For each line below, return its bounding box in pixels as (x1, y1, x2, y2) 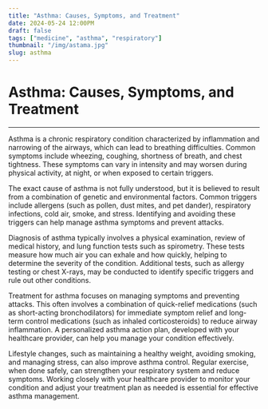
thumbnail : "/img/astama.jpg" (8, 42, 109, 50)
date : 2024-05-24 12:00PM (8, 19, 94, 27)
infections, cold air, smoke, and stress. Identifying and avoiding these (8, 208, 236, 218)
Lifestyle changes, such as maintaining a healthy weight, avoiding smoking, (8, 348, 256, 358)
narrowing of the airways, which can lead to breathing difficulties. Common (8, 142, 256, 152)
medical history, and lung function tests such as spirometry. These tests (8, 241, 245, 251)
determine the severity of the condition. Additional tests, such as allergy (8, 258, 245, 268)
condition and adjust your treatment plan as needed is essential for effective (8, 383, 259, 392)
